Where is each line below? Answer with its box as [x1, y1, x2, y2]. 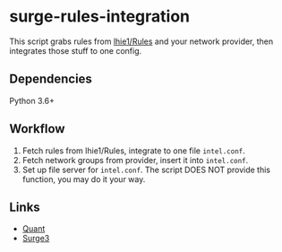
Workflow [9, 121, 65, 136]
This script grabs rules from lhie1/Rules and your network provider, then [9, 36, 274, 47]
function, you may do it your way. [21, 173, 146, 185]
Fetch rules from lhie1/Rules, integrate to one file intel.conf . [21, 145, 246, 156]
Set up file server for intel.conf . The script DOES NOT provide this [21, 164, 271, 175]
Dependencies [9, 72, 92, 87]
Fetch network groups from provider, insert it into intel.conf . [21, 154, 249, 165]
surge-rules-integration [9, 6, 191, 27]
